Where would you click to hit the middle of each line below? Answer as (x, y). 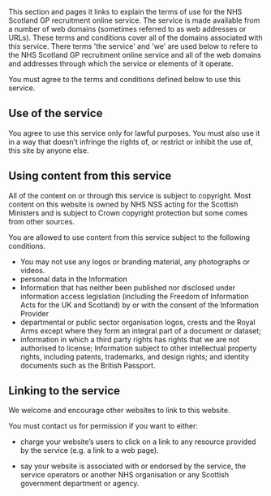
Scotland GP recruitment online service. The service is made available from (134, 20)
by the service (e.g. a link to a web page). (90, 450)
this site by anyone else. (49, 150)
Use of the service (56, 113)
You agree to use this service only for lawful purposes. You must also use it (134, 133)
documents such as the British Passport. (88, 365)
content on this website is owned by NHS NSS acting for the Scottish (123, 204)
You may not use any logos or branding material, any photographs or (135, 261)
